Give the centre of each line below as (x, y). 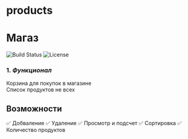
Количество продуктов (36, 130)
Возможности (34, 109)
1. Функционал (29, 70)
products (30, 11)
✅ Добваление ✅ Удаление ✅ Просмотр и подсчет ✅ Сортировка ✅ (94, 123)
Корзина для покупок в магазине (49, 83)
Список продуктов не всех (41, 90)
